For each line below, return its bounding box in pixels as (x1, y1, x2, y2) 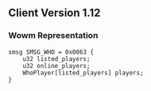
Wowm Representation (8, 30, 99, 41)
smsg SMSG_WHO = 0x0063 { (8, 47, 94, 56)
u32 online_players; (22, 62, 91, 70)
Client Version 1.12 (8, 6, 101, 20)
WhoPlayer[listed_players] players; (22, 69, 145, 77)
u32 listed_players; (22, 55, 91, 63)
